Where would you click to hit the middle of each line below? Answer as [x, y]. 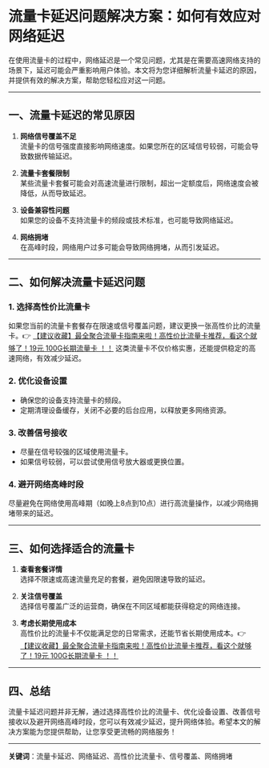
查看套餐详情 [41, 570]
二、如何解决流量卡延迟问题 [77, 282]
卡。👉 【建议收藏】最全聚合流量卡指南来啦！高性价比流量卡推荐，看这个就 [133, 336]
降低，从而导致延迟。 [55, 193]
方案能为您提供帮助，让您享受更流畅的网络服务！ [96, 731]
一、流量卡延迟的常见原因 [71, 116]
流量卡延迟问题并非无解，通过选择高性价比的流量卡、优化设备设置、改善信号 [134, 711]
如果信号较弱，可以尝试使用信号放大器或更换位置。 [104, 462]
